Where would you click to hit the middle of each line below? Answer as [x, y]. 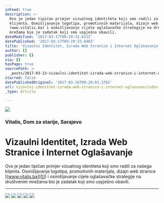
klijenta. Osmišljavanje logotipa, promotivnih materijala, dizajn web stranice [81, 171]
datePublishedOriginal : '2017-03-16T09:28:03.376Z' [59, 82]
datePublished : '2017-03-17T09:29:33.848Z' [50, 42]
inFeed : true [18, 10]
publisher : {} [20, 55]
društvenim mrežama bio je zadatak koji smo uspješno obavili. [67, 182]
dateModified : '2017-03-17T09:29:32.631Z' [49, 37]
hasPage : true [20, 64]
